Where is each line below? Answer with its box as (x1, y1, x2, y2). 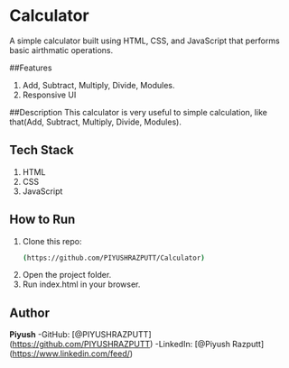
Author (9, 305, 50, 320)
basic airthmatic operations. (9, 44, 114, 55)
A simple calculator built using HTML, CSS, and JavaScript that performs (9, 35, 280, 46)
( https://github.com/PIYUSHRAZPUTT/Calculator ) (22, 253, 205, 262)
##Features (9, 62, 52, 73)
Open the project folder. (22, 270, 112, 281)
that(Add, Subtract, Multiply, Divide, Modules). (9, 116, 182, 127)
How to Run (9, 212, 76, 227)
